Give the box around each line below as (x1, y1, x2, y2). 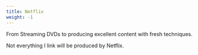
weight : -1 (6, 14, 33, 20)
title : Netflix (6, 8, 44, 15)
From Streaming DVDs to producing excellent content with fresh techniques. (6, 30, 193, 37)
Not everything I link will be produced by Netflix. (6, 42, 124, 49)
